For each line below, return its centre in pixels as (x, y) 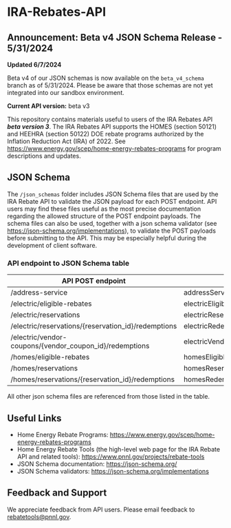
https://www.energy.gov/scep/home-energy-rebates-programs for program (114, 148)
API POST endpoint (93, 281)
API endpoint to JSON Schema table (68, 263)
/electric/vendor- (39, 337)
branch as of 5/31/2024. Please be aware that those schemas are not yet (110, 85)
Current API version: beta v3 (48, 106)
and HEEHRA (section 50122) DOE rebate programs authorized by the (106, 134)
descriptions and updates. (44, 156)
